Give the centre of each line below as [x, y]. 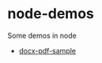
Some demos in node [42, 35]
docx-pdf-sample [47, 50]
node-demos [51, 14]
